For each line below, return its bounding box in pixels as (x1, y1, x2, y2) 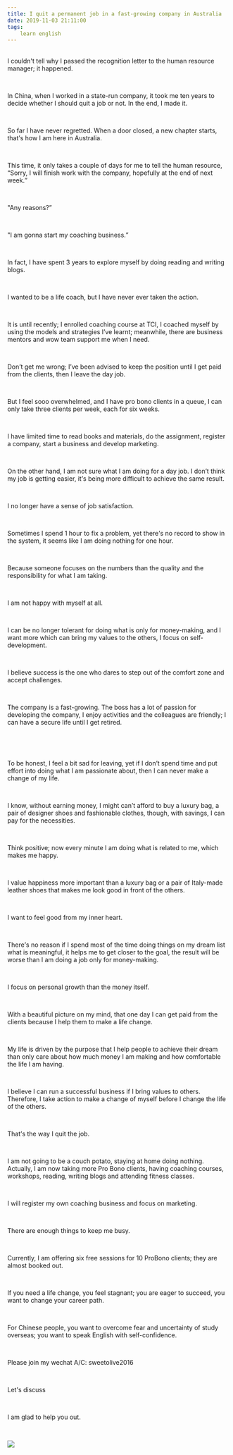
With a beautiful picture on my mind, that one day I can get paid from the (7, 1010, 218, 1019)
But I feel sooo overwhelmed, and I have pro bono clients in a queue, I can (7, 398, 222, 406)
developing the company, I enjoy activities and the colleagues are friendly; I (7, 711, 227, 719)
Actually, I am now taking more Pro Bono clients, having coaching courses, (7, 1165, 224, 1173)
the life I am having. (7, 1060, 65, 1069)
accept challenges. (7, 676, 63, 684)
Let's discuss (7, 1386, 46, 1394)
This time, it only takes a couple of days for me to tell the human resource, (7, 161, 223, 170)
